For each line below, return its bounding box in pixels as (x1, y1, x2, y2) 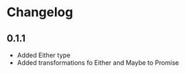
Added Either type (16, 51, 71, 59)
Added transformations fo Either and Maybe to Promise (16, 58, 180, 67)
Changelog (6, 4, 73, 20)
